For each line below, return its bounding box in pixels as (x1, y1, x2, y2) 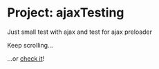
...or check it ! (7, 54, 45, 63)
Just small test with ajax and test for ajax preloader (7, 28, 153, 36)
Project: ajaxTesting (7, 5, 124, 21)
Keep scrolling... (7, 41, 53, 49)
